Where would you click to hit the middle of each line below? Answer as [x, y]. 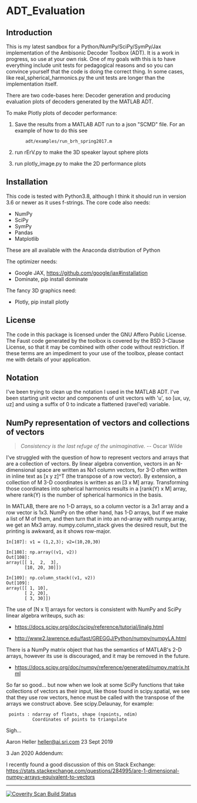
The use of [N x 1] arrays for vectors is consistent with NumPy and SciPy [94, 609]
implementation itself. [32, 84]
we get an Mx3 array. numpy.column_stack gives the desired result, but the [97, 525]
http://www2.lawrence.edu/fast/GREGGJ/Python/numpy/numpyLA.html [100, 639]
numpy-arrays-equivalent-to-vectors [51, 777]
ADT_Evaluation [46, 11]
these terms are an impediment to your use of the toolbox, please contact [95, 353]
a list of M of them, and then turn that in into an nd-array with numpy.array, [96, 519]
